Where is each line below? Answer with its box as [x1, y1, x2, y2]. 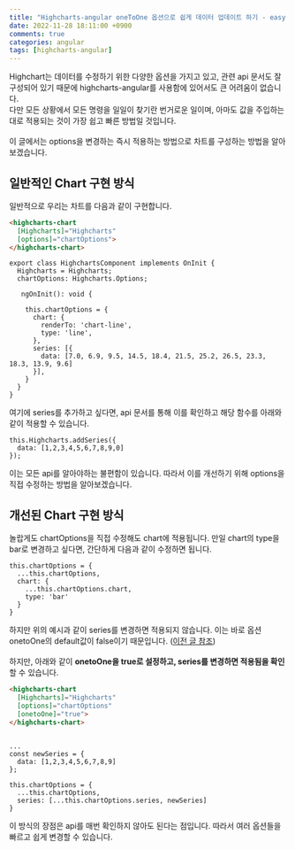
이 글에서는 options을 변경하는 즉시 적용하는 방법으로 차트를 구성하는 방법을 [9, 136, 269, 147]
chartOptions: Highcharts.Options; [17, 274, 148, 283]
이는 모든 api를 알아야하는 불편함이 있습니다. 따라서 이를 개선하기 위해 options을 [9, 468, 285, 479]
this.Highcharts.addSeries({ [9, 436, 117, 445]
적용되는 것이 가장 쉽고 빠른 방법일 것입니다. [25, 116, 177, 127]
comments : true [9, 29, 65, 38]
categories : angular [9, 37, 86, 47]
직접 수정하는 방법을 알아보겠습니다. [9, 479, 132, 490]
